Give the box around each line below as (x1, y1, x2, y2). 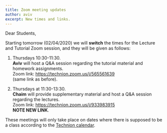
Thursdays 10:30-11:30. (12, 55, 61, 61)
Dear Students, (5, 30, 37, 36)
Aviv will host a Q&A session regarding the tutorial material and (12, 60, 143, 66)
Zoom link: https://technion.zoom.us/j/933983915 (12, 102, 115, 108)
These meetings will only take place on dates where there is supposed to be (5, 117, 162, 123)
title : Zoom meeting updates (5, 7, 66, 12)
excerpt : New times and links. (5, 16, 71, 21)
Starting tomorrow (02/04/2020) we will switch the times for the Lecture (5, 40, 155, 46)
